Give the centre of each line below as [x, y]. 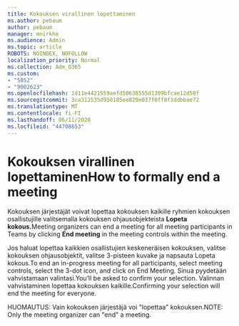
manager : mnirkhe [33, 34]
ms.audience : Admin [36, 41]
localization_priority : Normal [54, 61]
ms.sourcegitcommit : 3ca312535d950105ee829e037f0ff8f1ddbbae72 [103, 100]
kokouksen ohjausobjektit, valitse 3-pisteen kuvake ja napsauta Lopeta [111, 256]
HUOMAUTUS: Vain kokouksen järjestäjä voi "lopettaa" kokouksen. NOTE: [115, 307]
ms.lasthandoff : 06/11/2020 [49, 120]
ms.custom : [24, 73]
